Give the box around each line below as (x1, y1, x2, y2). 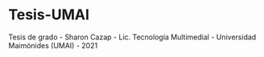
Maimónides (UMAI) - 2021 (8, 40, 98, 50)
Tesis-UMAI (8, 6, 90, 24)
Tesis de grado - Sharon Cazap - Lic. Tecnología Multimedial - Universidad (8, 32, 257, 42)
